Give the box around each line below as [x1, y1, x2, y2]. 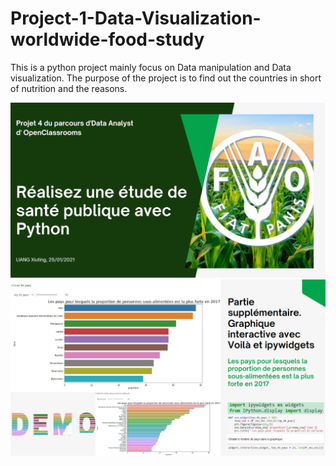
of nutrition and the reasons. [10, 82, 128, 94]
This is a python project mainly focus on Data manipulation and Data [10, 61, 292, 73]
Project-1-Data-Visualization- [10, 7, 262, 30]
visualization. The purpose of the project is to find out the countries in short [10, 72, 322, 84]
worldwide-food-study [10, 28, 205, 51]
